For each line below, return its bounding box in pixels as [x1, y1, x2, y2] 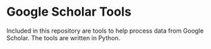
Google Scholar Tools [6, 4, 132, 20]
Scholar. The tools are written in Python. [6, 33, 121, 42]
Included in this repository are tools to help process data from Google [6, 27, 204, 35]
